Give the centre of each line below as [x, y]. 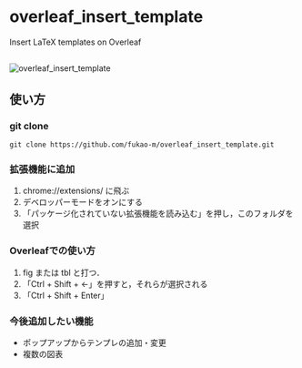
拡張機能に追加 [42, 169]
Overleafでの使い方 [52, 250]
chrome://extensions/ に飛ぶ [76, 191]
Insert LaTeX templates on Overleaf [75, 42]
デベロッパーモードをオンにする [82, 202]
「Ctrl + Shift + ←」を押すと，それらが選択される [115, 283]
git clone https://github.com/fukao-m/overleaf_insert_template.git [142, 145]
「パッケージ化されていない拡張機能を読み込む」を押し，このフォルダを [158, 214]
